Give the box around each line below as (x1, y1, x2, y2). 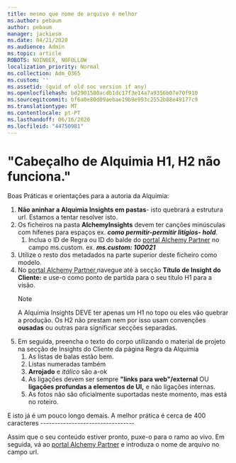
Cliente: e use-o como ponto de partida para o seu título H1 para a (17, 273, 213, 282)
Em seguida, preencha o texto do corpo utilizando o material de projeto (17, 337, 225, 346)
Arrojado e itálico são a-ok (28, 367, 108, 376)
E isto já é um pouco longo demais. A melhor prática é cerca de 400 (7, 411, 206, 420)
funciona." (7, 168, 71, 185)
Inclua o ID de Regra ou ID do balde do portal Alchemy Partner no (28, 236, 220, 244)
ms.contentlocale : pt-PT (7, 109, 81, 116)
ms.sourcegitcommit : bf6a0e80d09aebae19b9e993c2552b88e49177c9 (7, 97, 198, 104)
